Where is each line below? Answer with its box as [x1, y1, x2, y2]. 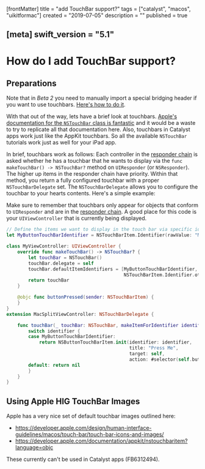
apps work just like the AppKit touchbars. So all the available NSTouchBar [6, 132, 187, 140]
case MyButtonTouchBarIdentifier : [28, 334, 116, 340]
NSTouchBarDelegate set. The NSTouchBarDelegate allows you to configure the [6, 183, 198, 190]
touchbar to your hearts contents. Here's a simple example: [6, 190, 156, 197]
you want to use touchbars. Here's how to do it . [6, 101, 126, 108]
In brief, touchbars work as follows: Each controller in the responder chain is [6, 151, 198, 158]
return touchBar [28, 277, 70, 283]
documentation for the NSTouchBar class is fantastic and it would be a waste [6, 119, 196, 127]
